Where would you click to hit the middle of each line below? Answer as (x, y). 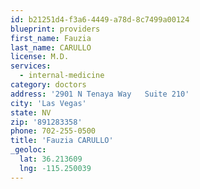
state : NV (31, 112)
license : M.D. (40, 57)
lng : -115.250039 (55, 168)
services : (31, 66)
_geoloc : (28, 150)
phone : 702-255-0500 (53, 131)
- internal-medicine (62, 76)
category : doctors (48, 85)
